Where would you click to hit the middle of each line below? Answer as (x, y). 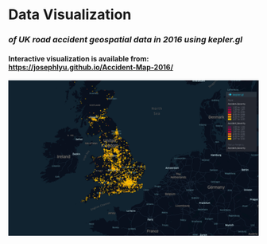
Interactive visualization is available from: (79, 58)
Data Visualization (70, 15)
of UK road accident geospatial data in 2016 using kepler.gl (126, 40)
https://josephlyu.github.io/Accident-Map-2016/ (91, 67)
